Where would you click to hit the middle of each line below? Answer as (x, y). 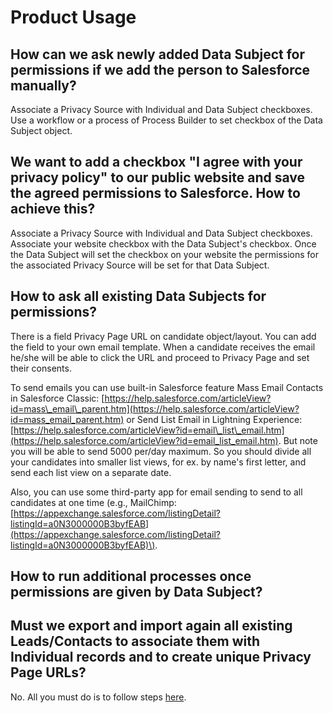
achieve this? (53, 209)
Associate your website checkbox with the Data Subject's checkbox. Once (163, 243)
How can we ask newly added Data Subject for (158, 54)
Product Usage (73, 17)
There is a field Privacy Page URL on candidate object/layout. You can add (163, 336)
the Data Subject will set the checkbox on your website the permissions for (164, 254)
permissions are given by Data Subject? (136, 592)
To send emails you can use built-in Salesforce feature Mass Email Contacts (167, 387)
